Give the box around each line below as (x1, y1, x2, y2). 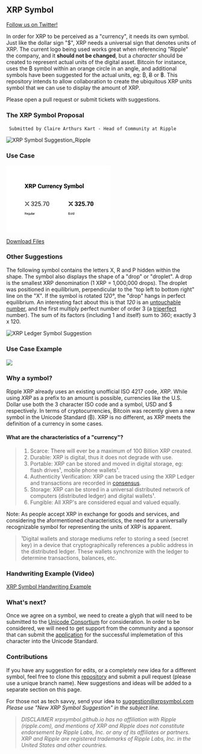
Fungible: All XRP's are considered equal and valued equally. (30, 499, 181, 506)
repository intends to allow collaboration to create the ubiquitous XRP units (6, 77, 192, 85)
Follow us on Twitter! (6, 21, 58, 28)
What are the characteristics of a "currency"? (6, 434, 124, 441)
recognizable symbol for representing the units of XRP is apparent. (6, 523, 172, 530)
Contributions (6, 653, 48, 661)
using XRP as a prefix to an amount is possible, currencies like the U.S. (6, 394, 182, 401)
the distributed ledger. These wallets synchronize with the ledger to (21, 548, 189, 555)
